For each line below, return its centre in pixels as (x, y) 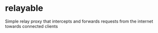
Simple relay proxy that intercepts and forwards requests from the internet (79, 21)
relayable (24, 8)
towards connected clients (32, 26)
